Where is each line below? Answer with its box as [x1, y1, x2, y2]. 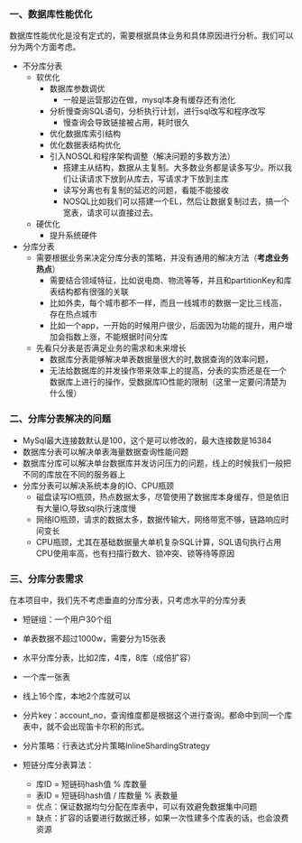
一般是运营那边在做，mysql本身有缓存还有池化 [62, 95, 236, 106]
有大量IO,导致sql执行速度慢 [35, 503, 137, 514]
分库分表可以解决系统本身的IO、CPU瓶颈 [22, 480, 174, 491]
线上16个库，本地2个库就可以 [22, 690, 131, 701]
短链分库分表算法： [22, 759, 95, 770]
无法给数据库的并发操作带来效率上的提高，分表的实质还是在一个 [49, 366, 287, 376]
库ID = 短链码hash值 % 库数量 [35, 778, 148, 789]
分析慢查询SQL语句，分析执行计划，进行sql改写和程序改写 [49, 106, 266, 116]
